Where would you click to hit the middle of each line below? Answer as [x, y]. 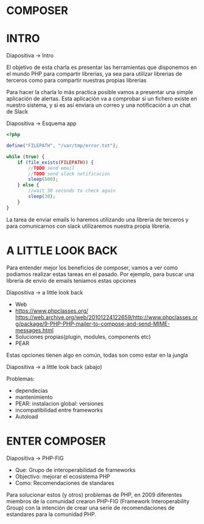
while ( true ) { [26, 156]
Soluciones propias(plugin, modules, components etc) [83, 337]
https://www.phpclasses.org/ [51, 311]
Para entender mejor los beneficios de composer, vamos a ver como [92, 267]
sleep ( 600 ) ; [44, 180]
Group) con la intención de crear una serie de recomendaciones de [90, 508]
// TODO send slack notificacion [69, 174]
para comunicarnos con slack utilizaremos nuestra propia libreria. [89, 226]
